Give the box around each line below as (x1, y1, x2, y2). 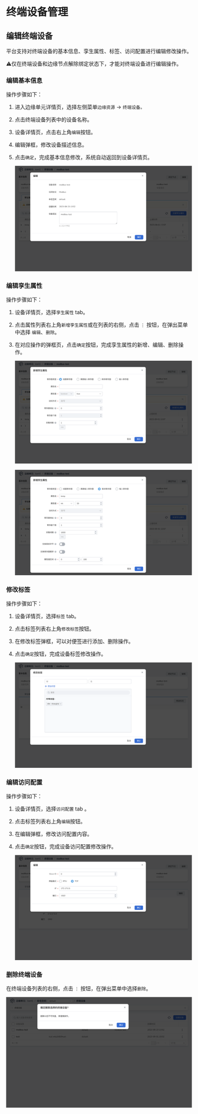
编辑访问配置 (6, 778, 43, 786)
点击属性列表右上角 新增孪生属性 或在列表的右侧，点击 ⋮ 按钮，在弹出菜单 (14, 321, 188, 328)
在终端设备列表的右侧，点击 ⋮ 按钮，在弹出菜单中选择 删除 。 (6, 985, 151, 992)
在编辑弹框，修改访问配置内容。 (14, 831, 93, 838)
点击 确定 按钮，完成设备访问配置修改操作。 (14, 843, 117, 850)
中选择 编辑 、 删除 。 (14, 329, 60, 336)
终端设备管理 (6, 5, 69, 19)
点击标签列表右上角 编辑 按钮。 (14, 818, 86, 825)
